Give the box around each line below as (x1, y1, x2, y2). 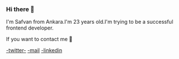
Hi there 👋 (6, 5, 35, 13)
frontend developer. (6, 24, 54, 31)
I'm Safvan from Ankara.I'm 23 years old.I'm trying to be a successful (6, 19, 174, 25)
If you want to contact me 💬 (6, 36, 73, 43)
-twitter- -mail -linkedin (6, 47, 63, 54)
